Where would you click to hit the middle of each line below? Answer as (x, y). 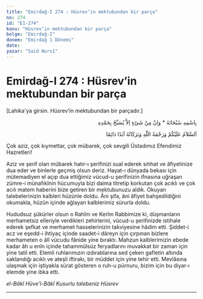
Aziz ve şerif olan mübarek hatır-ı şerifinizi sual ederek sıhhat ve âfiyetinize (100, 164)
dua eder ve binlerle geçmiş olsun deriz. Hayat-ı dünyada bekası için (92, 170)
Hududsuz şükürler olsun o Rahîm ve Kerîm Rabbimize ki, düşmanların (93, 214)
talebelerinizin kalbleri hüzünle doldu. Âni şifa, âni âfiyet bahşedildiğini (94, 196)
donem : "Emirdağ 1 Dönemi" (40, 40)
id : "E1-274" (23, 23)
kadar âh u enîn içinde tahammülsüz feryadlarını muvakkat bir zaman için (97, 246)
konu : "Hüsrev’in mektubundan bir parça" (59, 29)
